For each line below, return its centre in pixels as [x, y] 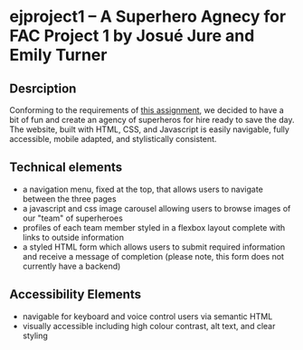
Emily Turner [58, 55]
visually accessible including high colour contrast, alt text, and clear [149, 326]
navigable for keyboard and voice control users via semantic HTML [147, 316]
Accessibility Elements [76, 294]
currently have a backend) [71, 266]
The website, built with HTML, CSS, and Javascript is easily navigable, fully [149, 129]
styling [35, 336]
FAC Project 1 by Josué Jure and [132, 36]
